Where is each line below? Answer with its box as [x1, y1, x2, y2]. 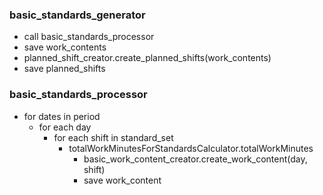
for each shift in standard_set [53, 131, 174, 143]
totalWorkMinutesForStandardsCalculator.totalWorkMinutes [68, 142, 314, 154]
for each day [38, 121, 92, 133]
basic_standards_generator [9, 8, 146, 22]
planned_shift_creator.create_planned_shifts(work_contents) [23, 52, 272, 64]
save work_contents [23, 41, 107, 53]
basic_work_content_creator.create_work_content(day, [83, 153, 308, 165]
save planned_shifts [23, 63, 106, 75]
